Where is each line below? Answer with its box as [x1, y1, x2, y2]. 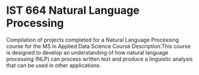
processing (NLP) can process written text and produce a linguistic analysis [6, 55, 193, 62]
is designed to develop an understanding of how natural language [6, 49, 169, 56]
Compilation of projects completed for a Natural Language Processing [6, 36, 179, 43]
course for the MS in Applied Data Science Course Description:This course [6, 43, 191, 50]
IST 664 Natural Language [6, 4, 140, 17]
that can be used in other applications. [6, 61, 101, 69]
